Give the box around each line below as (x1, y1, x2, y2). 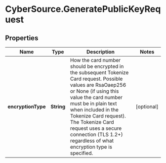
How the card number (70, 57, 121, 63)
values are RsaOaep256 (70, 82, 126, 88)
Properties (5, 34, 39, 42)
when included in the (70, 107, 119, 113)
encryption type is (70, 144, 113, 150)
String (50, 103, 66, 110)
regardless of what (70, 137, 114, 144)
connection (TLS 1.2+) (70, 131, 123, 138)
